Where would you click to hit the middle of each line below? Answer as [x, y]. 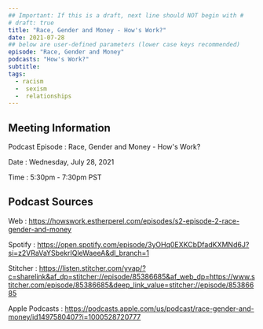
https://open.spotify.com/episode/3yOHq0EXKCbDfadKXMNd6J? [143, 244]
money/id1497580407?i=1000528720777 [75, 316]
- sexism [31, 89]
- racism [29, 81]
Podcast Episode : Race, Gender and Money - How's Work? [104, 147]
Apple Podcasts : [36, 309]
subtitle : [24, 67]
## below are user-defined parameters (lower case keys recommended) [124, 45]
